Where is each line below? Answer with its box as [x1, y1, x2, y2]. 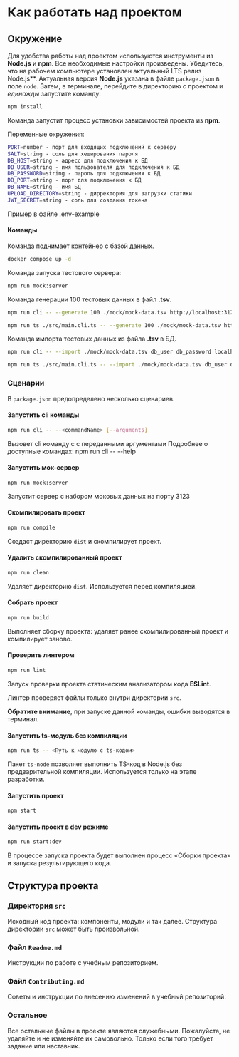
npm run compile [7, 524, 55, 531]
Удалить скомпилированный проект [7, 553, 122, 562]
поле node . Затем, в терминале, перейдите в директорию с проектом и [7, 82, 223, 90]
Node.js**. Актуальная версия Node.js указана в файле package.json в [7, 74, 220, 83]
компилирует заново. [7, 634, 73, 643]
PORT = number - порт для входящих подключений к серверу [7, 143, 176, 150]
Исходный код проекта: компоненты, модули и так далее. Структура [7, 917, 218, 925]
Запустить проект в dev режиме [7, 823, 109, 831]
